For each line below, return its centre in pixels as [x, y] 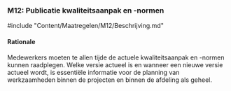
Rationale [21, 41]
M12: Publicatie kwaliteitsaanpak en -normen [86, 10]
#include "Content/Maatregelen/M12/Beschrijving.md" [86, 26]
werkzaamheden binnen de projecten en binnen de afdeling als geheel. [110, 80]
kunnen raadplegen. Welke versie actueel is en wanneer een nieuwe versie [115, 64]
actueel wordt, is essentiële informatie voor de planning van [93, 72]
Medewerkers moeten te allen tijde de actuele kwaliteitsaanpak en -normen [116, 57]
